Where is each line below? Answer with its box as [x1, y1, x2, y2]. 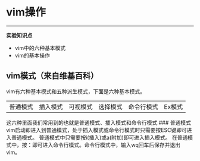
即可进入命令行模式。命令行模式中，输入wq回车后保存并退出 [32, 141, 180, 149]
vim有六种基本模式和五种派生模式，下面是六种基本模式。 [6, 87, 146, 95]
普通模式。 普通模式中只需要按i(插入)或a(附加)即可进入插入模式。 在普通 [11, 134, 188, 141]
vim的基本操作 [14, 52, 51, 59]
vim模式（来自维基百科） [6, 71, 99, 81]
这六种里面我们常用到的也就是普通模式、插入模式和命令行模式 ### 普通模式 [6, 119, 192, 126]
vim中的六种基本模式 [14, 44, 66, 51]
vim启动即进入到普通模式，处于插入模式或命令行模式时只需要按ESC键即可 [6, 126, 187, 134]
